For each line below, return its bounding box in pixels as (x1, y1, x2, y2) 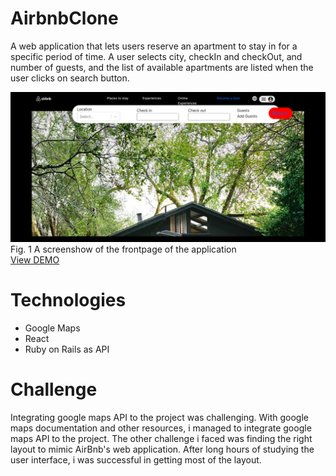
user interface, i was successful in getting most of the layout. (10, 453, 262, 466)
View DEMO (10, 253, 60, 266)
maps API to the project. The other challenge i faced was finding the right (10, 432, 313, 444)
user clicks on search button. (10, 72, 130, 84)
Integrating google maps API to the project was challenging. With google (10, 411, 309, 423)
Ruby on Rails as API (24, 343, 110, 355)
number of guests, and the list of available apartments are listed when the (10, 61, 314, 73)
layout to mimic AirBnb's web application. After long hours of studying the (10, 443, 315, 455)
